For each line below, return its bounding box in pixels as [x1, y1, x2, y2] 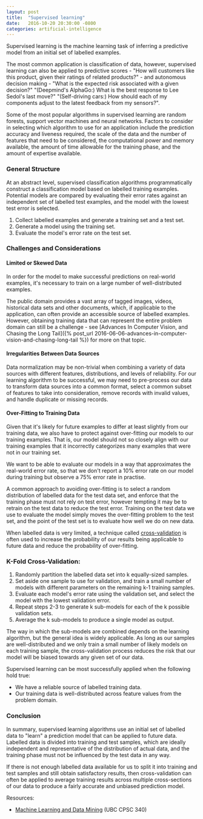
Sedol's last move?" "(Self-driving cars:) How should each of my [6, 93, 168, 100]
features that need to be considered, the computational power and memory [6, 137, 195, 144]
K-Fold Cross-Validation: [6, 558, 81, 565]
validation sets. [15, 610, 53, 617]
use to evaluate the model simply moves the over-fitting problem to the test [6, 511, 194, 519]
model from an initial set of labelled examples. [6, 49, 121, 56]
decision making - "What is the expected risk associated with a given [6, 80, 179, 87]
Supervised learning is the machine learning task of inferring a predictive [6, 42, 188, 50]
